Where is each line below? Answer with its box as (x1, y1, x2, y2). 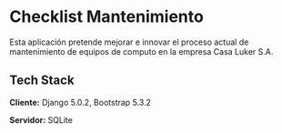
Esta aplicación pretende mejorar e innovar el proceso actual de (9, 36, 249, 47)
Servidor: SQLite (9, 114, 73, 125)
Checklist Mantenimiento (9, 6, 205, 27)
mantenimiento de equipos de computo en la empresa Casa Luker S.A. (9, 46, 274, 56)
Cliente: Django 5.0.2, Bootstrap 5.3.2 (9, 97, 152, 107)
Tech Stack (9, 73, 75, 88)
